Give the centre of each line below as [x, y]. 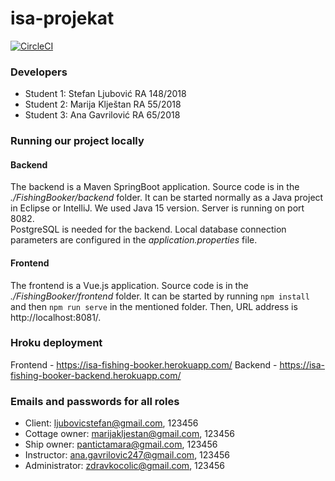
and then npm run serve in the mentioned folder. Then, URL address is [154, 306]
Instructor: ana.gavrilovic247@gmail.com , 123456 [127, 455]
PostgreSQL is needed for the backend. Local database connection [148, 229]
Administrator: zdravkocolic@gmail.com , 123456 [125, 466]
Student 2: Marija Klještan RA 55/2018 [103, 104]
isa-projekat [62, 18]
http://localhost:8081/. [56, 317]
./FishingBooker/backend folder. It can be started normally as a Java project [167, 198]
